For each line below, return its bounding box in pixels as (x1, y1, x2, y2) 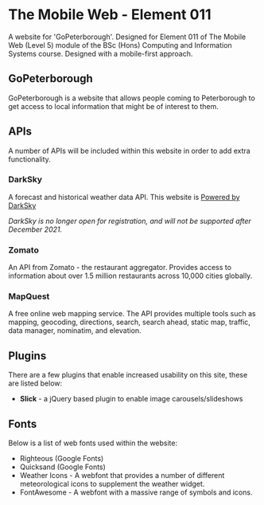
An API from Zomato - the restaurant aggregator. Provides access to (8, 263, 232, 272)
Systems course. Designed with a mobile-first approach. (8, 49, 193, 58)
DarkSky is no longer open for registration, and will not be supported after (8, 216, 252, 225)
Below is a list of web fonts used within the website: (8, 438, 178, 448)
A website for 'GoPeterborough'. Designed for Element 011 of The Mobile (8, 32, 247, 41)
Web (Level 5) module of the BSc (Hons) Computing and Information (8, 40, 232, 49)
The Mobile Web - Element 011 (8, 6, 212, 24)
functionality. (8, 154, 52, 164)
